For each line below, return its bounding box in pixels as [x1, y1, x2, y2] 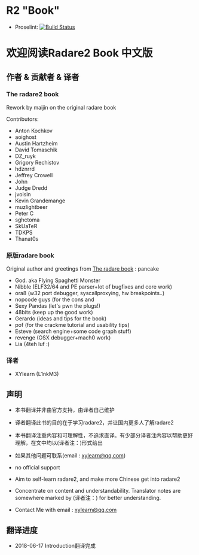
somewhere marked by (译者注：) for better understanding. [14, 495, 161, 502]
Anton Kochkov [14, 127, 53, 134]
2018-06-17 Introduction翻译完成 [14, 542, 96, 550]
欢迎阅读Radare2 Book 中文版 [6, 46, 153, 60]
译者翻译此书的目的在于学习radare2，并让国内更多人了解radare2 [14, 419, 174, 426]
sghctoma [14, 216, 40, 223]
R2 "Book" [6, 4, 60, 17]
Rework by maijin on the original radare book [6, 104, 117, 111]
